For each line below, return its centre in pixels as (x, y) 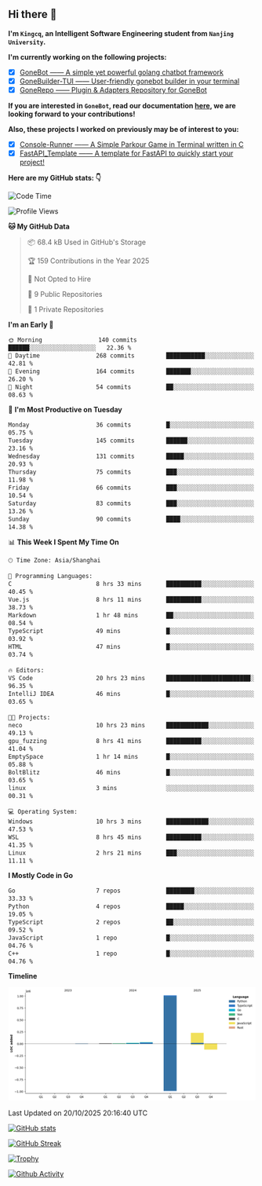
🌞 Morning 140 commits (73, 340)
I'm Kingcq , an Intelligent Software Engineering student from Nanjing (121, 33)
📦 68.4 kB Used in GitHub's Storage (87, 242)
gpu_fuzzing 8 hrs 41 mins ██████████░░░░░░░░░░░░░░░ (131, 741)
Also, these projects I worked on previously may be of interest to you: (124, 129)
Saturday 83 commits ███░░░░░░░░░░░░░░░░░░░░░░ (131, 503)
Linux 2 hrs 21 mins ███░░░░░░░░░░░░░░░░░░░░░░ (131, 853)
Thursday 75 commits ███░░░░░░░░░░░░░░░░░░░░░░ (131, 472)
